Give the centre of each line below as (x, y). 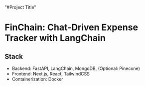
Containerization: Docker (37, 79)
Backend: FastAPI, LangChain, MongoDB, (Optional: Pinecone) (76, 68)
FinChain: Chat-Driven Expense (71, 27)
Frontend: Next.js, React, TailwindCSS (51, 74)
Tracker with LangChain (55, 38)
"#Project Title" (20, 7)
